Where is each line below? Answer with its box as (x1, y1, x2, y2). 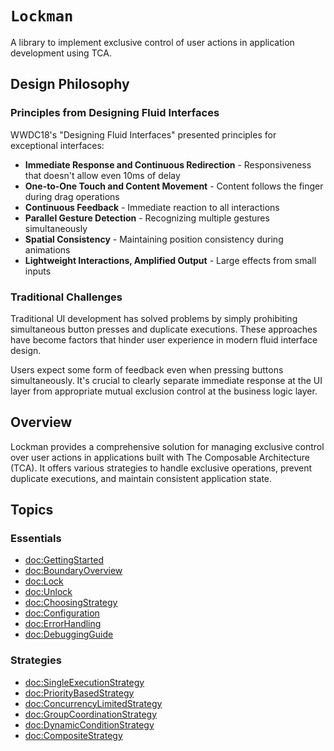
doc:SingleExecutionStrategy (24, 676, 145, 688)
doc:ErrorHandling (24, 618, 102, 630)
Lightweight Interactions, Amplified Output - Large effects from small (24, 254, 317, 266)
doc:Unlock (24, 586, 73, 598)
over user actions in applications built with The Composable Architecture (10, 451, 310, 463)
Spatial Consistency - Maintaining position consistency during (24, 233, 284, 245)
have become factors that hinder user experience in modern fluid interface (10, 333, 318, 346)
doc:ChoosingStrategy (24, 597, 118, 609)
